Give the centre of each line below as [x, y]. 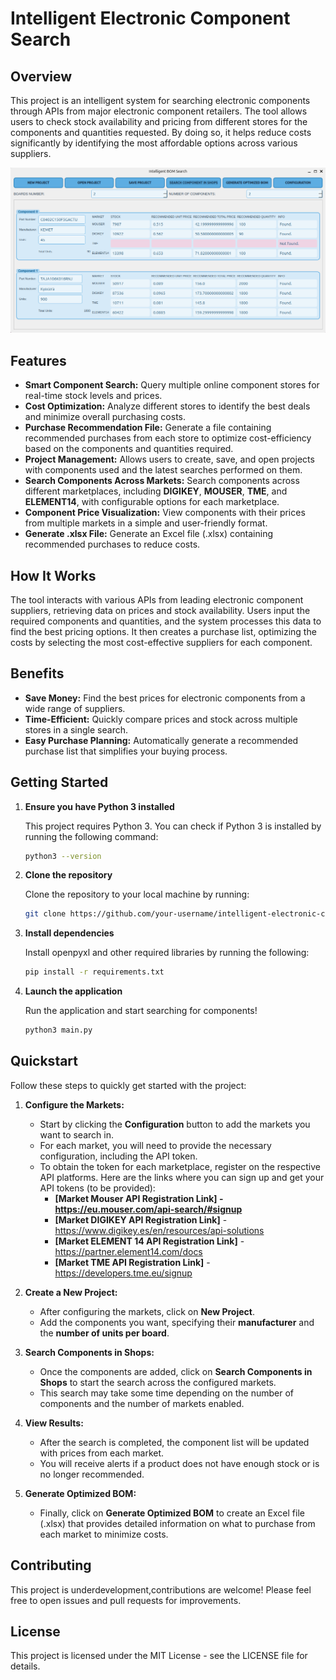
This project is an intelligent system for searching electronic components [160, 100]
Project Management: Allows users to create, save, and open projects [169, 459]
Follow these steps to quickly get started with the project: [128, 1085]
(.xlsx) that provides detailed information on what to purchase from [177, 1523]
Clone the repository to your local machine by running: [137, 894]
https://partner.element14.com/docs [128, 1251]
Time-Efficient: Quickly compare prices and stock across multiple [161, 719]
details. [25, 1666]
